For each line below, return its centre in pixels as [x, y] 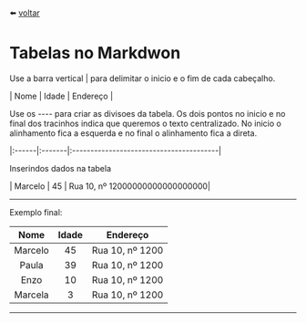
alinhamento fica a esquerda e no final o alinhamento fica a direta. [133, 133]
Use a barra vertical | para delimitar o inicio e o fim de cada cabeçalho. [143, 78]
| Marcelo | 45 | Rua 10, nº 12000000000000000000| [110, 186]
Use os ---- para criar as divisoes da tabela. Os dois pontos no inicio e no [148, 113]
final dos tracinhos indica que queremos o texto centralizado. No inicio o [146, 123]
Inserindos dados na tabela [61, 168]
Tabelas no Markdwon [95, 53]
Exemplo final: [36, 212]
